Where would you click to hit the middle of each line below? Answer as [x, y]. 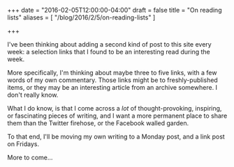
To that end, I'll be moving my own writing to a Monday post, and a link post [116, 136]
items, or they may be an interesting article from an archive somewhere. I [112, 87]
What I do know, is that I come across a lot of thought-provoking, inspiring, [115, 108]
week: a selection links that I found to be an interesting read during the [109, 52]
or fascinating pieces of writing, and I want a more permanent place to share [117, 116]
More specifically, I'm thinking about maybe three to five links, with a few [112, 73]
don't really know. [33, 95]
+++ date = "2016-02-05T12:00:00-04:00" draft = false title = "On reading [115, 10]
